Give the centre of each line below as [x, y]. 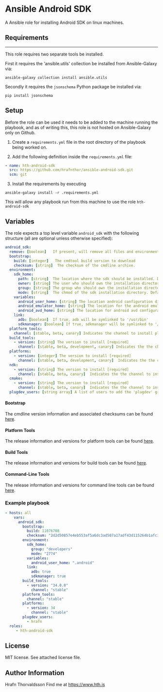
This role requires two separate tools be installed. [54, 54]
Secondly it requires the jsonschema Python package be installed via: [73, 87]
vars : [19, 517]
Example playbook [27, 503]
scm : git [18, 175]
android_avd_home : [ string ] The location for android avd [78, 311]
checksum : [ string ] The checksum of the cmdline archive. [75, 265]
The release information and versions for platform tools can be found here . [80, 441]
